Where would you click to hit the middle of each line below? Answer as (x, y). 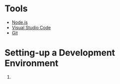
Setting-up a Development (60, 53)
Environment (32, 63)
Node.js (20, 22)
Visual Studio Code (31, 27)
